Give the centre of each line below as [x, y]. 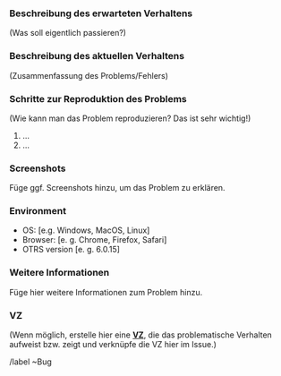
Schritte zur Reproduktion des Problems [98, 98]
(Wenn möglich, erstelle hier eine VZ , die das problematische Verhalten [141, 335]
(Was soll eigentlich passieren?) [68, 33]
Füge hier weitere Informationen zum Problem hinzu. [106, 292]
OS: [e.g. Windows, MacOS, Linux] [86, 230]
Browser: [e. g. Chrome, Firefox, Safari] [94, 240]
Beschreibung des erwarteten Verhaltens [101, 13]
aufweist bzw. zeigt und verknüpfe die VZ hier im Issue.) [113, 345]
